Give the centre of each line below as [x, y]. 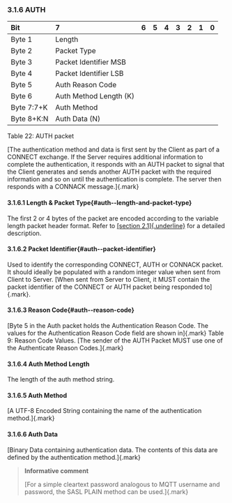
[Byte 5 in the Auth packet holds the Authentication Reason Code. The [108, 325]
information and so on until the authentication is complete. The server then [114, 179]
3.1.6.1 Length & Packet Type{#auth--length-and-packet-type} [100, 202]
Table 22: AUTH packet [41, 136]
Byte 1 [22, 40]
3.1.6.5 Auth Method [37, 395]
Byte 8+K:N [30, 119]
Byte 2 [22, 51]
